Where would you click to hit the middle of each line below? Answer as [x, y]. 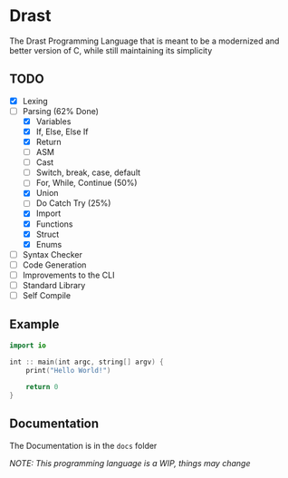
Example [34, 324]
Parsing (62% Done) [61, 111]
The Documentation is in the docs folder [83, 445]
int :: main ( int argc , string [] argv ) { [87, 362]
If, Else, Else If [62, 132]
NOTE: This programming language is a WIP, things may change [130, 463]
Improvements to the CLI [68, 275]
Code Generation [54, 265]
